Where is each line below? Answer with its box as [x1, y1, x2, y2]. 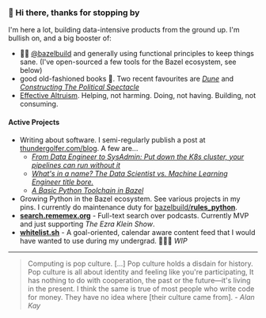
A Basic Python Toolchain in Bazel [31, 185, 144, 195]
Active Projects [8, 117, 60, 127]
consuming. [19, 99, 59, 109]
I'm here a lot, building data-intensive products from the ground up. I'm [8, 25, 240, 35]
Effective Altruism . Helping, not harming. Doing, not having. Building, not [19, 91, 256, 100]
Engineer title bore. [31, 177, 93, 187]
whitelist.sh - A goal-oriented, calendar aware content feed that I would [19, 227, 256, 237]
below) [19, 66, 43, 75]
